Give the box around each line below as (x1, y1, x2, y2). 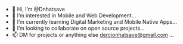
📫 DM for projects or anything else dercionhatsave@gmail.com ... (11, 32, 174, 38)
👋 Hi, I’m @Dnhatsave (11, 6, 66, 12)
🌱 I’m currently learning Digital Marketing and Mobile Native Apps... (11, 18, 177, 25)
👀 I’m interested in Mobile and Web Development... (11, 12, 137, 19)
